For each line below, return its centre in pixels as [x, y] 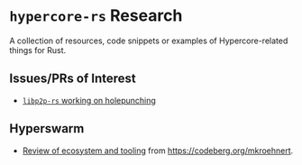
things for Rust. [38, 50]
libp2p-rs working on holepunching [89, 100]
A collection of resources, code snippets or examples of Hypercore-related [149, 41]
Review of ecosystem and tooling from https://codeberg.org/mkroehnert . [158, 151]
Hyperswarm [47, 128]
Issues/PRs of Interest [73, 79]
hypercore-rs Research [96, 16]
